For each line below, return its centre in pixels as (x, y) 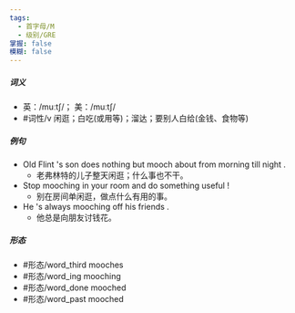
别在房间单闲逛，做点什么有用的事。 (104, 196)
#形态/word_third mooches (73, 265)
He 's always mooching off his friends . (96, 207)
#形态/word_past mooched (73, 299)
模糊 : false (31, 52)
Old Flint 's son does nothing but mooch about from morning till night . (154, 164)
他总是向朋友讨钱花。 (76, 218)
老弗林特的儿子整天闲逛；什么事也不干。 (112, 175)
